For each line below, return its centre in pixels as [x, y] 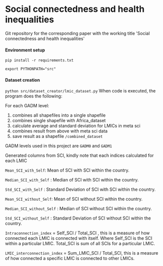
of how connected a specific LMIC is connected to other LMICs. [70, 259]
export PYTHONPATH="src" [31, 69]
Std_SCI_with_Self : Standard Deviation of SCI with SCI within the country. [81, 189]
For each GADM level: [27, 106]
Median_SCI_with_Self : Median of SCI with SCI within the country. [72, 180]
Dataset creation [23, 80]
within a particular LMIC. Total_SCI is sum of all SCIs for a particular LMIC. [80, 244]
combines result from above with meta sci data [60, 131]
